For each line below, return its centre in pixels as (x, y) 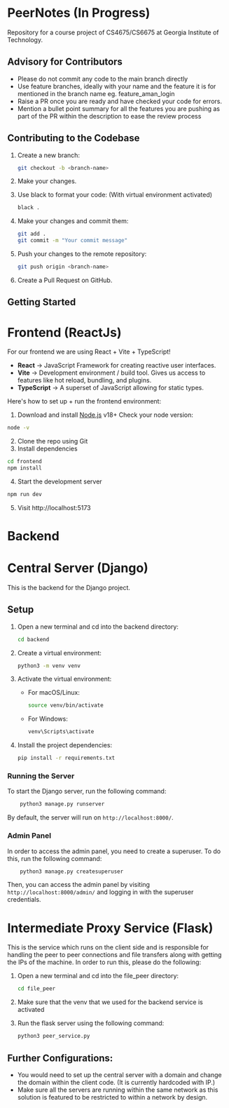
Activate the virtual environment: (64, 679)
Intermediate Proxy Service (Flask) (110, 928)
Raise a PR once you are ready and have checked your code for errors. (120, 101)
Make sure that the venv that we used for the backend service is (110, 1002)
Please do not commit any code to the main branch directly (103, 79)
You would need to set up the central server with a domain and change (119, 1074)
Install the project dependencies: (65, 745)
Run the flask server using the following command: (91, 1023)
